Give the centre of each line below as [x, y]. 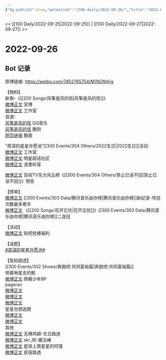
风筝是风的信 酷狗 [23, 129]
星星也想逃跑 [18, 309]
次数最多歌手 [18, 204]
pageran [14, 284]
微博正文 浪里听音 [23, 164]
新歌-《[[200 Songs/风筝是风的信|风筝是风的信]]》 [57, 98]
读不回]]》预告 [20, 181]
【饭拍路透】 [18, 260]
